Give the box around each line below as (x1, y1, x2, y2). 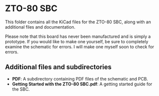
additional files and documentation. (5, 24, 76, 30)
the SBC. (12, 86, 30, 92)
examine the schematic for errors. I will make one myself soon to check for (5, 44, 154, 49)
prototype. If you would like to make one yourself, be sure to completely (5, 38, 149, 44)
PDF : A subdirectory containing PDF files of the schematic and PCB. (12, 76, 148, 81)
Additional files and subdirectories (5, 63, 112, 71)
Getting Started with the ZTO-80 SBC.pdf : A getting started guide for (12, 81, 153, 87)
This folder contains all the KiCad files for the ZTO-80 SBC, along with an (5, 19, 151, 25)
